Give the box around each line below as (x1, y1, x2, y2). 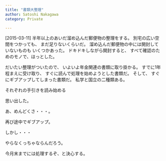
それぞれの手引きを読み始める (5, 87, 66, 93)
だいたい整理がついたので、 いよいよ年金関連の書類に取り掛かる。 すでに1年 (5, 64, 161, 70)
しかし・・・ (5, 130, 31, 136)
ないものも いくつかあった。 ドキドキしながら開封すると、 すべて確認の (9, 48, 156, 54)
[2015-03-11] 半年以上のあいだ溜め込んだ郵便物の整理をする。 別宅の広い (5, 35, 155, 41)
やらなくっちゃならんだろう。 (5, 140, 66, 146)
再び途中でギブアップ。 (5, 119, 53, 125)
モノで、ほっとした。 (13, 54, 57, 60)
